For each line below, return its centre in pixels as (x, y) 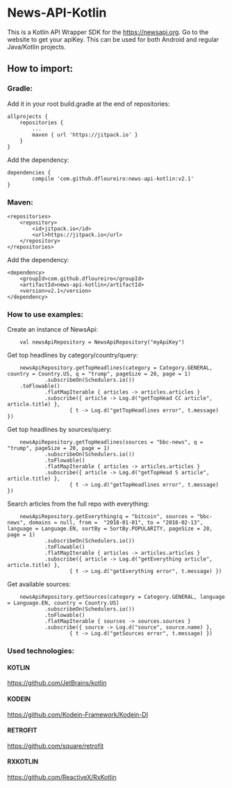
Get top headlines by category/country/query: (73, 355)
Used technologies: (41, 651)
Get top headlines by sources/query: (60, 430)
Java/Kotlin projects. (36, 47)
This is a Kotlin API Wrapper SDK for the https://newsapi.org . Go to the (108, 32)
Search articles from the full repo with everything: (78, 504)
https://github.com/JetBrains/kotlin (57, 683)
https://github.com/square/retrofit (56, 746)
